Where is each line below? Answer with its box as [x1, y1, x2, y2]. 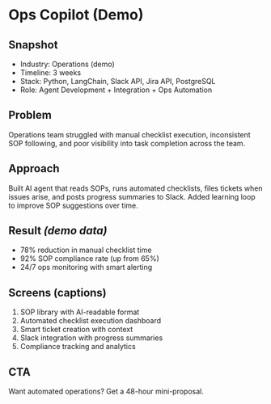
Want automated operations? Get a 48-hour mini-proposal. [8, 386, 204, 397]
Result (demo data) [8, 224, 108, 238]
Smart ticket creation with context [19, 325, 133, 335]
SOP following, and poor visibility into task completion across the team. [8, 138, 246, 148]
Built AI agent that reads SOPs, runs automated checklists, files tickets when [8, 183, 263, 193]
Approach [8, 162, 60, 175]
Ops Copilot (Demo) [8, 6, 144, 24]
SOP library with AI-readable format [19, 307, 140, 317]
